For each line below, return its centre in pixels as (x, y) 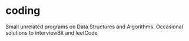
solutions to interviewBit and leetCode (52, 32)
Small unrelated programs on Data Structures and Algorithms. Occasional (94, 27)
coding (23, 11)
